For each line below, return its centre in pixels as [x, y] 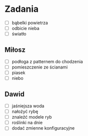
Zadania [22, 9]
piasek [18, 73]
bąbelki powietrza [30, 23]
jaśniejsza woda [28, 106]
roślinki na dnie [27, 123]
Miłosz [15, 50]
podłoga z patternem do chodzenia [47, 61]
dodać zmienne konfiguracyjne [43, 128]
